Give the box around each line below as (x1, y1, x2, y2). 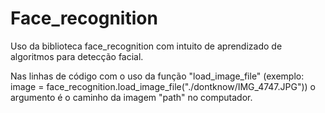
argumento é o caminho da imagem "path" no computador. (10, 91, 253, 103)
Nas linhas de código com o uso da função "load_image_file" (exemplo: (10, 70, 305, 82)
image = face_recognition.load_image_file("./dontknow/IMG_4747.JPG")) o (10, 80, 317, 92)
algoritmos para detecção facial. (10, 50, 144, 62)
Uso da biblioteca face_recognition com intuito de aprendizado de (10, 40, 283, 52)
